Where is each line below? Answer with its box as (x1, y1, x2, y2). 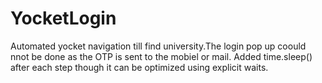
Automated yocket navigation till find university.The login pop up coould (10, 40, 307, 52)
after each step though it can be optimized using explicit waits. (10, 61, 269, 73)
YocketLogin (10, 7, 117, 30)
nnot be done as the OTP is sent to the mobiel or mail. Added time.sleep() (10, 50, 313, 62)
